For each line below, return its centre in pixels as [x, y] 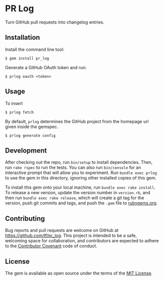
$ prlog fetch [20, 112]
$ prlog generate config [30, 135]
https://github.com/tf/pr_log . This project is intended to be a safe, [71, 235]
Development [26, 150]
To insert [14, 103]
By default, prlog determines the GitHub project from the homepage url [77, 121]
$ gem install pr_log [27, 58]
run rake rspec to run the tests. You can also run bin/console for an [73, 168]
